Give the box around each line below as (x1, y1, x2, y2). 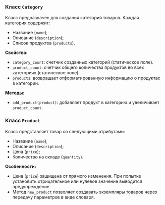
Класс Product (5, 117, 41, 124)
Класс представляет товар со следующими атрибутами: (5, 128, 125, 134)
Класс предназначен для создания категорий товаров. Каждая (5, 15, 139, 21)
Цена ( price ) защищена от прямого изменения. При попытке (12, 173, 141, 179)
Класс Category (5, 3, 43, 10)
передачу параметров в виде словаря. (12, 194, 95, 200)
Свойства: (5, 50, 28, 55)
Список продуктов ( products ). (12, 40, 75, 46)
